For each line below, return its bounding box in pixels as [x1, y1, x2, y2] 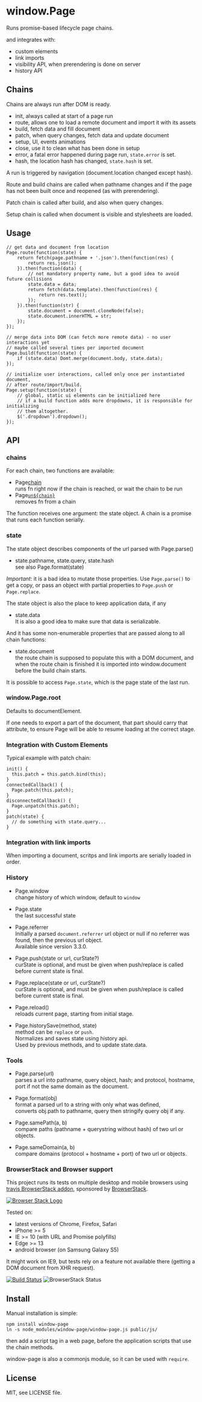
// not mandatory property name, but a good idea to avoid [28, 270, 180, 276]
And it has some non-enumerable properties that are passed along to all [6, 629, 185, 636]
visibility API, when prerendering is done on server [14, 60, 140, 68]
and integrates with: [6, 36, 56, 43]
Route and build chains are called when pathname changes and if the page [6, 180, 192, 188]
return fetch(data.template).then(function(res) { [28, 286, 158, 293]
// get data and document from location [6, 244, 110, 250]
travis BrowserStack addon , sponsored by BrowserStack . [6, 1185, 148, 1193]
